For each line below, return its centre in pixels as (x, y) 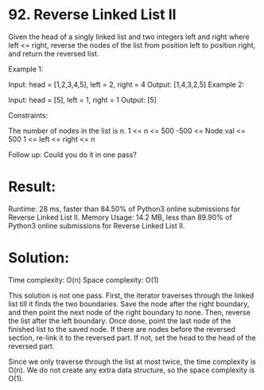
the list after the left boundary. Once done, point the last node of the (120, 321)
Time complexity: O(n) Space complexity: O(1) (83, 279)
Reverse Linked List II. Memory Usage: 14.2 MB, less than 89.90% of (120, 217)
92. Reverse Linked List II (92, 15)
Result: (32, 187)
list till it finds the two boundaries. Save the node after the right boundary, (129, 303)
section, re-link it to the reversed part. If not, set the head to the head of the (132, 337)
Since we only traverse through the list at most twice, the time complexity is (132, 361)
